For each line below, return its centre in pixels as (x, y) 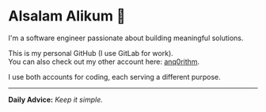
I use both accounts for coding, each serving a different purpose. (115, 77)
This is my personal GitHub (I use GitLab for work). (91, 53)
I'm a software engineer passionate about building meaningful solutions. (126, 38)
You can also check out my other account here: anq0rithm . (104, 62)
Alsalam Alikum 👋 (67, 16)
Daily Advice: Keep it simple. (55, 99)
